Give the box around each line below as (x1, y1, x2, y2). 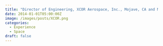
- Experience (9, 25, 36, 30)
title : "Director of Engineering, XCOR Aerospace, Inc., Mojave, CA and (5, 7, 155, 12)
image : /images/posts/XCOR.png (5, 16, 68, 21)
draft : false (5, 34, 32, 39)
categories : (5, 20, 29, 25)
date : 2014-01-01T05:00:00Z (5, 11, 62, 16)
